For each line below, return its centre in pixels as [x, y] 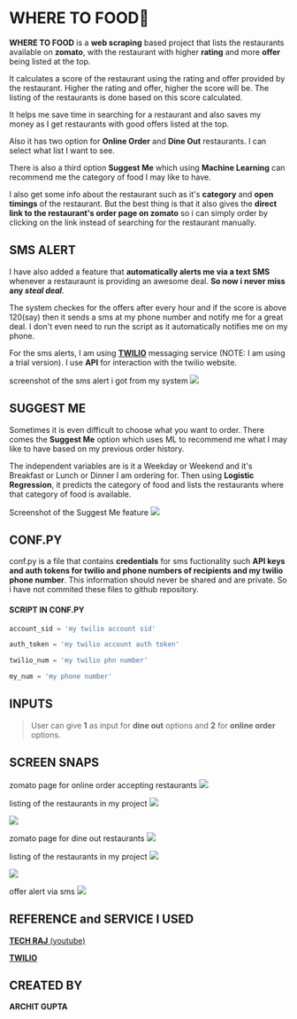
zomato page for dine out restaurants [77, 838]
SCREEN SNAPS [54, 763]
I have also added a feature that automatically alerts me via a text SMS [140, 271]
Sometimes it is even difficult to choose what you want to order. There [137, 429]
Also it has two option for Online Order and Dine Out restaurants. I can [138, 141]
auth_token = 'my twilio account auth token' [94, 645]
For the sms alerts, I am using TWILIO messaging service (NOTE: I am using [147, 352]
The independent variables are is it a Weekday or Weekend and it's [131, 466]
